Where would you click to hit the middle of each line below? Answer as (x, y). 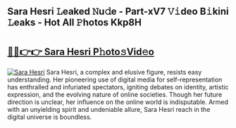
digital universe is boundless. (50, 117)
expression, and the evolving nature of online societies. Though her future (115, 95)
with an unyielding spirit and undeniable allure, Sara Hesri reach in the (109, 109)
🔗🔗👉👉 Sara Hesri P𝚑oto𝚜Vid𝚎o (81, 52)
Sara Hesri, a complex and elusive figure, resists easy (124, 72)
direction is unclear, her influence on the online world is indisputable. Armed (118, 102)
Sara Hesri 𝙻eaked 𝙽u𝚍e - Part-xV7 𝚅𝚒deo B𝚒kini (118, 12)
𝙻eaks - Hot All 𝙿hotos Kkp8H (75, 23)
